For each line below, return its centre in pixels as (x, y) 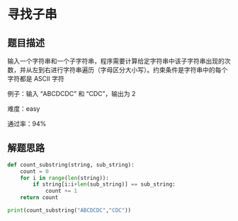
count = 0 (35, 171)
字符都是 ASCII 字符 (36, 79)
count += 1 (61, 191)
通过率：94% (27, 124)
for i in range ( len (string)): (65, 178)
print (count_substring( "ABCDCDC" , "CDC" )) (69, 210)
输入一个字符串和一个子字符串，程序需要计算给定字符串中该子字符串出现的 (116, 61)
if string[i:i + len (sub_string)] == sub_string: (104, 184)
